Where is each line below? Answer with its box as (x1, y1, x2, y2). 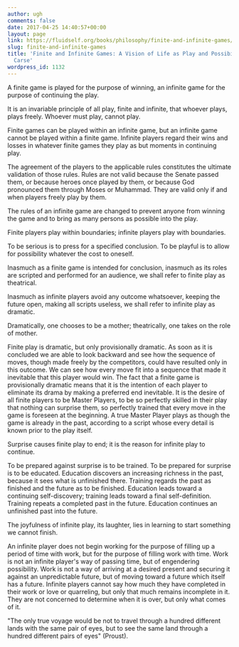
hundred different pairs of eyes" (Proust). (7, 631, 129, 640)
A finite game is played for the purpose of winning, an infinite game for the (7, 83, 225, 91)
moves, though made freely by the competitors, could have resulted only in (7, 357, 228, 366)
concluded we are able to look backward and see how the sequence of (7, 350, 216, 359)
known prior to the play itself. (7, 426, 93, 434)
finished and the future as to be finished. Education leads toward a (7, 484, 203, 492)
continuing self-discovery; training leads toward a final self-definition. (7, 491, 212, 500)
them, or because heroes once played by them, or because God (7, 178, 195, 186)
